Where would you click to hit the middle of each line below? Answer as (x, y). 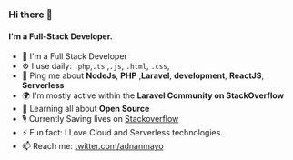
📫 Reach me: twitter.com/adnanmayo (93, 146)
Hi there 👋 (31, 15)
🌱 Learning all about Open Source (86, 109)
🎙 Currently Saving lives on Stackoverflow (100, 119)
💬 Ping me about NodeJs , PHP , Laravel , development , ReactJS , (143, 75)
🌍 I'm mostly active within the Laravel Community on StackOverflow (152, 95)
